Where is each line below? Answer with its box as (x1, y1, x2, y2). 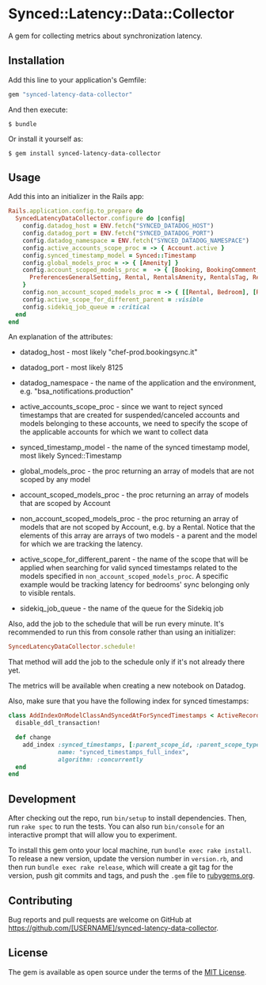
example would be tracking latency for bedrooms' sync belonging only (19, 580, 250, 589)
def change (15, 734, 51, 742)
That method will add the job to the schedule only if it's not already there (8, 657, 245, 667)
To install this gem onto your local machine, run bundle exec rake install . (8, 845, 252, 855)
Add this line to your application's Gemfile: (8, 75, 146, 84)
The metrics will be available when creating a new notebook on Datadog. (8, 681, 246, 691)
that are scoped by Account (19, 499, 111, 508)
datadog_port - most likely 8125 (19, 362, 123, 373)
